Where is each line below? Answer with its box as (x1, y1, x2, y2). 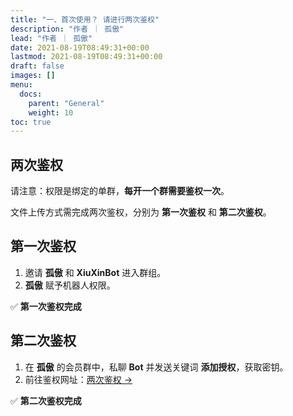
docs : (19, 89, 43, 99)
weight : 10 (28, 107, 74, 118)
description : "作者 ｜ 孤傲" (10, 24, 125, 34)
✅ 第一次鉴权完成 (10, 300, 82, 312)
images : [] (10, 71, 56, 81)
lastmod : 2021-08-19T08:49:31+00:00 (10, 52, 163, 62)
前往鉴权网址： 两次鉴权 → (24, 373, 133, 385)
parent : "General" (28, 98, 105, 108)
